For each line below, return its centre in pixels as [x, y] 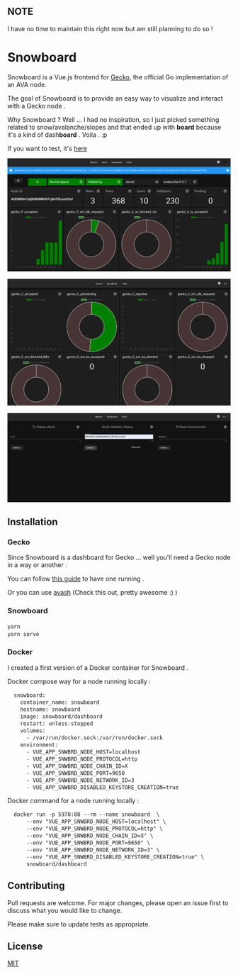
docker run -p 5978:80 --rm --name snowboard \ [87, 815]
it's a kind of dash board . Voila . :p [57, 135]
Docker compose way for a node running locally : [79, 681]
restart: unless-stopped [57, 723]
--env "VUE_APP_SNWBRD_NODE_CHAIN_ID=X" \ [90, 836]
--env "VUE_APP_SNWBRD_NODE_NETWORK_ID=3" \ [93, 850]
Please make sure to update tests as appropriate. [79, 924]
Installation [33, 522]
